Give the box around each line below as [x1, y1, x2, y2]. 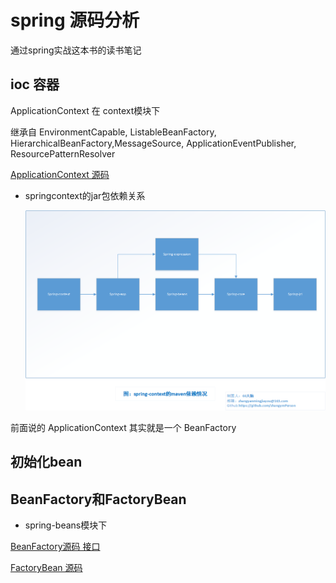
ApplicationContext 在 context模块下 [10, 104, 161, 116]
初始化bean [10, 454, 83, 471]
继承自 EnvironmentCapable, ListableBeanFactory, [10, 126, 217, 138]
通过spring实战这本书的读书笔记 [10, 44, 142, 56]
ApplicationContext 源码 [10, 168, 110, 180]
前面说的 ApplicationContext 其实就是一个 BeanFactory [10, 422, 237, 434]
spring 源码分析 [10, 9, 140, 32]
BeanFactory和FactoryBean [10, 491, 187, 508]
